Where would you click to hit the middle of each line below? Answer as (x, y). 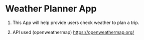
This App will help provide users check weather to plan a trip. (76, 22)
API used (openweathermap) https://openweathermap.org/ (73, 32)
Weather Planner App (51, 9)
